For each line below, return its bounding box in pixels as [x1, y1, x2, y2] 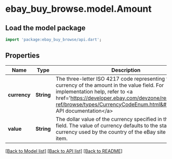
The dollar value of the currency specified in [55, 115, 162, 123]
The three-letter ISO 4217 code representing [55, 75, 165, 82]
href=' [55, 94, 71, 102]
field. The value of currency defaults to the [55, 122, 158, 129]
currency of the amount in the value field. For [55, 82, 164, 89]
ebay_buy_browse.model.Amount [5, 3, 152, 15]
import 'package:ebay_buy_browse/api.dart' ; [5, 37, 102, 42]
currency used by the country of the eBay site [55, 128, 166, 135]
